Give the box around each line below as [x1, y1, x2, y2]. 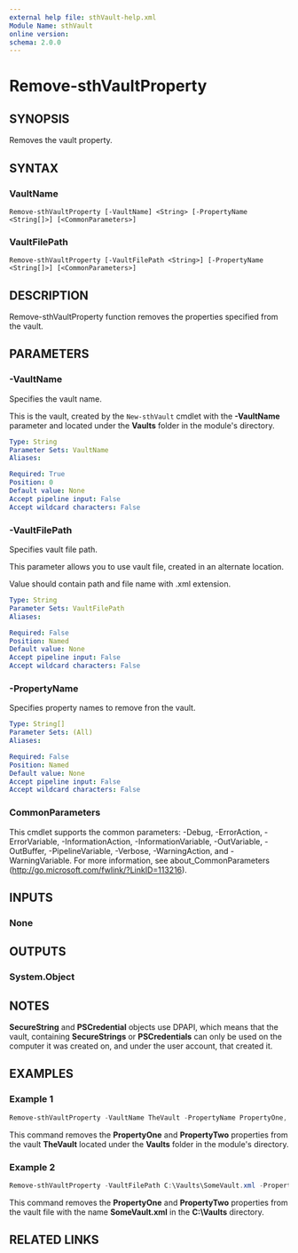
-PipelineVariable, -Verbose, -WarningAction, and [48, 845, 229, 856]
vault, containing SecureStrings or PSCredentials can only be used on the [9, 1032, 282, 1042]
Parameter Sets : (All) [9, 728, 93, 738]
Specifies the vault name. [9, 393, 102, 404]
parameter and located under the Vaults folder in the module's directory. [9, 419, 275, 431]
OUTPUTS [9, 944, 67, 960]
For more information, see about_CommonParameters [74, 855, 271, 866]
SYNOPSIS [9, 111, 70, 126]
